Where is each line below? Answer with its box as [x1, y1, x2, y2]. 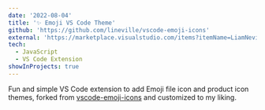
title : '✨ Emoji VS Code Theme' [8, 19, 116, 27]
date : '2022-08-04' [8, 11, 73, 20]
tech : [8, 41, 26, 49]
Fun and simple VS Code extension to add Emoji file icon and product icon [8, 84, 249, 93]
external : [8, 33, 41, 42]
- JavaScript [15, 48, 58, 56]
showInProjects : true [8, 63, 80, 71]
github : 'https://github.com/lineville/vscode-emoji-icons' [8, 26, 211, 34]
